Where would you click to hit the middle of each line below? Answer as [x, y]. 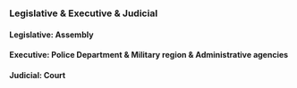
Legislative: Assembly [51, 35]
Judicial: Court [38, 75]
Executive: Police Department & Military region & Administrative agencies [149, 55]
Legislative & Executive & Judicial [84, 13]
